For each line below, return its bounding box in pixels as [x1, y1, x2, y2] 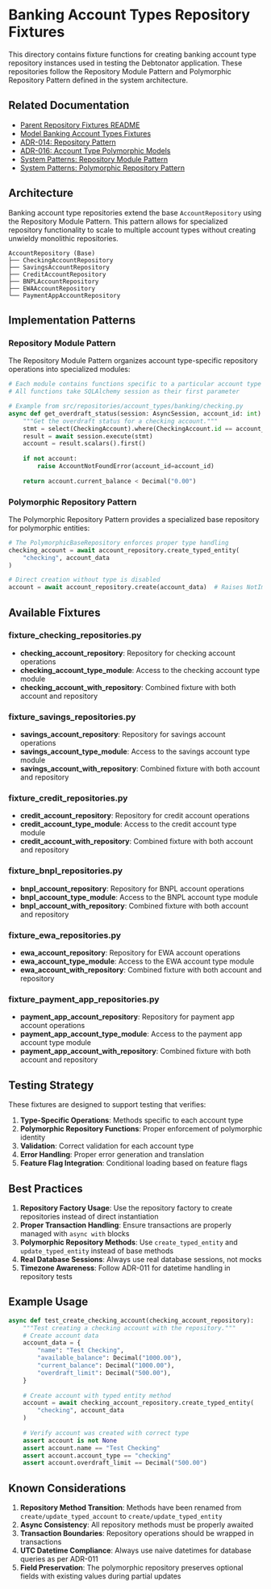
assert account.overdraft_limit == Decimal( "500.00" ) [23, 1459, 207, 1467]
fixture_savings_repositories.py [8, 711, 136, 722]
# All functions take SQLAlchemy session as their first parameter [8, 387, 240, 396]
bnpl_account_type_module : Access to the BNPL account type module [19, 892, 259, 901]
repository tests [19, 1271, 73, 1281]
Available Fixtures [8, 605, 101, 619]
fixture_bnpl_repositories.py [8, 865, 123, 876]
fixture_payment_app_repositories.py [8, 993, 160, 1005]
